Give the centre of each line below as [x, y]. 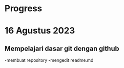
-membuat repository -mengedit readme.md [49, 60]
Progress [23, 8]
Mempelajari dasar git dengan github [62, 48]
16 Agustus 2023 [40, 31]
